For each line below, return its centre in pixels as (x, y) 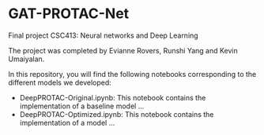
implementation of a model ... (67, 122)
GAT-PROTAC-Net (69, 14)
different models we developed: (60, 82)
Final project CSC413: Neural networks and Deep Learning (104, 35)
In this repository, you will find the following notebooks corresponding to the (132, 74)
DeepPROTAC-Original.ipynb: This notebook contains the (113, 97)
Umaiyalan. (26, 59)
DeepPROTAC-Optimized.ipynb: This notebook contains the (117, 114)
